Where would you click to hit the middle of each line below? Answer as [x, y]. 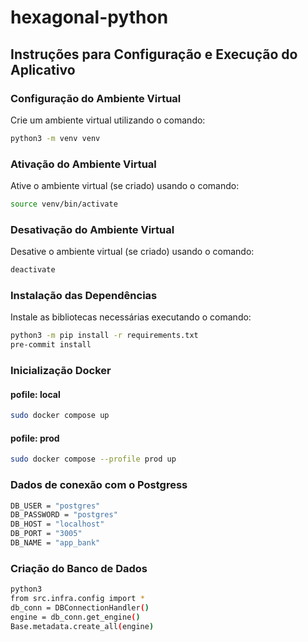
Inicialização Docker [61, 371]
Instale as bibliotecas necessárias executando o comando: [131, 317]
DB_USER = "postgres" [55, 506]
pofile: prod [35, 438]
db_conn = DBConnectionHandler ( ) [80, 607]
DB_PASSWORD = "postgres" [64, 515]
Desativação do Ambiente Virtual [92, 229]
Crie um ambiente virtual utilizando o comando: [108, 120]
